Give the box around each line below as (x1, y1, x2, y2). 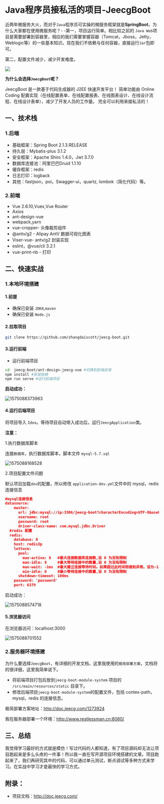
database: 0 (14, 537, 38, 542)
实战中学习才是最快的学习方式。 (18, 763, 82, 769)
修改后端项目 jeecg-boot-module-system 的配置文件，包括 (12, 689, 125, 695)
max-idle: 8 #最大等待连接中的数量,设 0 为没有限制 (22, 560, 127, 565)
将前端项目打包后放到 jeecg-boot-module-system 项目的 (12, 677, 122, 682)
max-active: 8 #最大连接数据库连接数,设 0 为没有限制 (22, 555, 127, 560)
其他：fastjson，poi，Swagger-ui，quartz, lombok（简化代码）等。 (12, 179, 148, 185)
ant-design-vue (12, 213, 44, 220)
